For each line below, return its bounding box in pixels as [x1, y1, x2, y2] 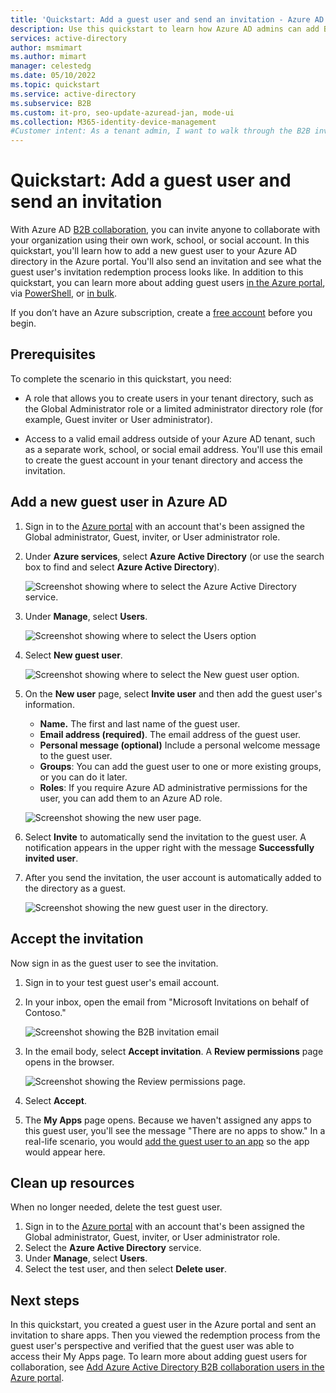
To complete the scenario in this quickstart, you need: [10, 372, 232, 385]
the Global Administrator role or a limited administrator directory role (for [24, 402, 324, 415]
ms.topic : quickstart [10, 80, 101, 90]
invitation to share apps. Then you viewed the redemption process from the [10, 1329, 321, 1341]
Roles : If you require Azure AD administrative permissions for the [39, 781, 308, 793]
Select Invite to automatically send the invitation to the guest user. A [24, 831, 307, 843]
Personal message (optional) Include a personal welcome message [39, 739, 321, 751]
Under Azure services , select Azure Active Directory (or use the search [24, 550, 325, 562]
